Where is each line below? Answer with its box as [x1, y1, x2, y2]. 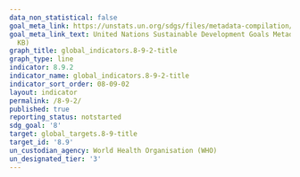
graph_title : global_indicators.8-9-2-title [9, 46, 178, 55]
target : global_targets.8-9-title [9, 130, 138, 139]
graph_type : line [9, 55, 74, 63]
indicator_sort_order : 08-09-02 [9, 80, 129, 88]
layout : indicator [9, 88, 78, 97]
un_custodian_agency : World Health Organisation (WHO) [9, 146, 218, 155]
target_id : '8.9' [9, 138, 74, 147]
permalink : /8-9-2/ [9, 96, 82, 105]
